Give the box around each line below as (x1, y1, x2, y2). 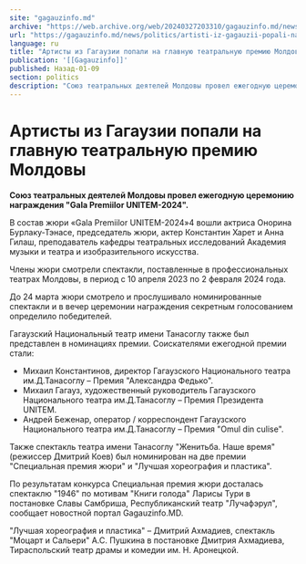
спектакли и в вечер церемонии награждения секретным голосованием (9, 300, 293, 311)
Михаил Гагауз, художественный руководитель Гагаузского (22, 384, 257, 395)
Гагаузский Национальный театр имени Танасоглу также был (9, 328, 250, 339)
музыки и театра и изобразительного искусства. (9, 245, 199, 256)
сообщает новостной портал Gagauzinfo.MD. (9, 507, 184, 518)
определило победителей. (9, 310, 112, 321)
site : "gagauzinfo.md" (9, 13, 96, 23)
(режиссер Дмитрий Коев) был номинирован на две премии (9, 451, 247, 462)
